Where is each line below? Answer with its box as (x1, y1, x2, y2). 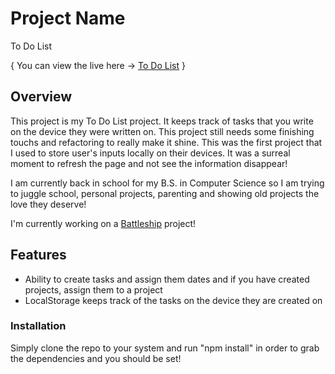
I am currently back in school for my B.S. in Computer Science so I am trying (10, 177, 325, 189)
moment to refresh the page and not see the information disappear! (10, 157, 288, 169)
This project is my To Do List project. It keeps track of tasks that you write (10, 115, 314, 127)
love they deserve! (10, 198, 87, 210)
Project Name (10, 7, 126, 30)
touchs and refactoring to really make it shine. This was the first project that (10, 136, 323, 148)
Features (10, 247, 67, 264)
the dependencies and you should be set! (10, 352, 182, 364)
